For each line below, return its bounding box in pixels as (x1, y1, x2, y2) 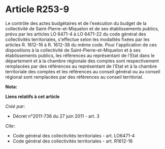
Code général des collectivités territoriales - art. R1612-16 (12, 138, 133, 144)
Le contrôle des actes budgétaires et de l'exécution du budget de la (5, 20, 147, 26)
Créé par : (5, 103, 25, 109)
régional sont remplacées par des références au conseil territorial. (5, 74, 144, 80)
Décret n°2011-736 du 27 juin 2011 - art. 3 (12, 113, 100, 119)
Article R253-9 (5, 4, 70, 15)
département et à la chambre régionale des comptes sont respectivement (5, 58, 159, 64)
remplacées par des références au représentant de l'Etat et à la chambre (5, 63, 157, 69)
